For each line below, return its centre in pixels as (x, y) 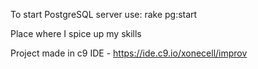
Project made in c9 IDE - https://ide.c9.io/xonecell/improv (129, 53)
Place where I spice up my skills (76, 33)
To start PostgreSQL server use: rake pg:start (104, 14)
